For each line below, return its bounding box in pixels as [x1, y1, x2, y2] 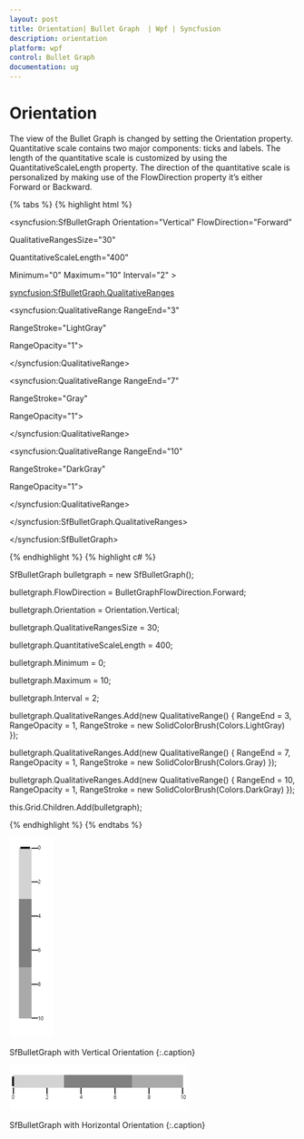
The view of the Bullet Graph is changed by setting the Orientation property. [9, 133, 293, 144]
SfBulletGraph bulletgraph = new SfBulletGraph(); [9, 569, 195, 580]
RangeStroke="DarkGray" [9, 463, 106, 474]
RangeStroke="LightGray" [9, 322, 107, 333]
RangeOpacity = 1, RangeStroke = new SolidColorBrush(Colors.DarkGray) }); [9, 783, 296, 795]
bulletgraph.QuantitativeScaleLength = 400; [9, 640, 173, 650]
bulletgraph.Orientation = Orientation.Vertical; [9, 604, 180, 615]
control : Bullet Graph [9, 53, 95, 63]
